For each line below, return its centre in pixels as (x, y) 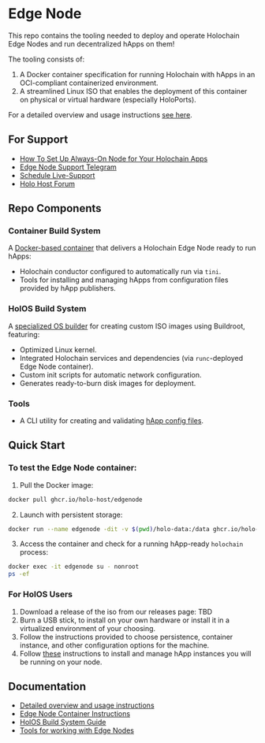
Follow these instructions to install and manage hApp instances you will (135, 653)
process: (34, 552)
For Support (38, 140)
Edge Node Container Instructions (75, 714)
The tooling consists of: (47, 59)
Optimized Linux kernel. (58, 349)
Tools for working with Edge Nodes (77, 730)
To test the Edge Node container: (73, 468)
